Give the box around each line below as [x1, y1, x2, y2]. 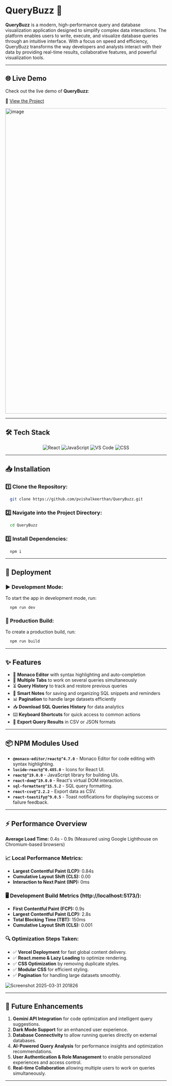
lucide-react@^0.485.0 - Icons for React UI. [12, 766, 105, 772]
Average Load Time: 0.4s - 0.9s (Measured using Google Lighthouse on [5, 835, 158, 842]
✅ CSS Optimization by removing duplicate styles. [12, 960, 120, 967]
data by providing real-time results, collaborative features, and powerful [5, 49, 157, 55]
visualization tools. [5, 54, 45, 61]
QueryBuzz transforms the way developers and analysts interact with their [5, 43, 162, 49]
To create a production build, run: [5, 629, 76, 635]
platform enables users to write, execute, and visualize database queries [5, 32, 159, 39]
